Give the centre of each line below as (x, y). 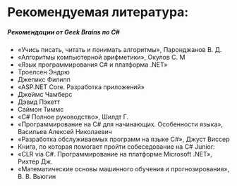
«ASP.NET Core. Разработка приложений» (81, 87)
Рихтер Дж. (35, 161)
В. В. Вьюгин (37, 177)
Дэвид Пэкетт (39, 102)
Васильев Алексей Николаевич (65, 132)
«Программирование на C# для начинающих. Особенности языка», (120, 124)
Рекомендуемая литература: (98, 12)
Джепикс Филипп (44, 80)
